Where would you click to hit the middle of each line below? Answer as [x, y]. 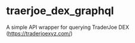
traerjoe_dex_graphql [60, 11]
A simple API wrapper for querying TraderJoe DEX [68, 27]
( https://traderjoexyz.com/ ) [40, 33]
